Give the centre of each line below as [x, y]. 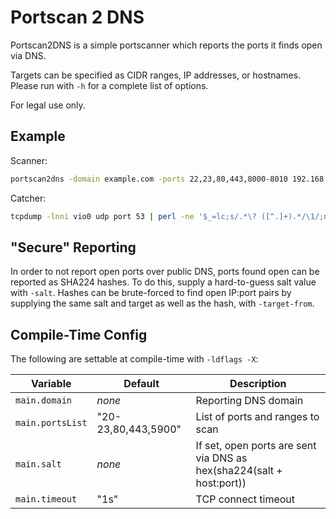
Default [141, 384]
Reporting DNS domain [249, 401]
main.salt [38, 464]
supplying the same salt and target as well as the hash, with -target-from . [162, 303]
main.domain [44, 400]
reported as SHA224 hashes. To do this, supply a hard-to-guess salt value [163, 282]
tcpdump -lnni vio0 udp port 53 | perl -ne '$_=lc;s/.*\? [133, 216]
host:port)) [221, 483]
